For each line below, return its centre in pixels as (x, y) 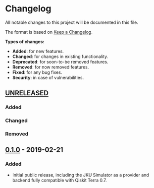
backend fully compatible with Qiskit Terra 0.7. (59, 180)
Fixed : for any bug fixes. (37, 72)
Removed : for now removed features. (51, 67)
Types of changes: (25, 41)
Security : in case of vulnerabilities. (48, 77)
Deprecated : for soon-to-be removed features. (60, 62)
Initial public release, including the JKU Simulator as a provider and (81, 175)
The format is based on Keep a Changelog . (49, 32)
